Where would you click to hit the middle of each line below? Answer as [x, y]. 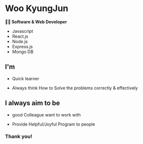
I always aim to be [32, 103]
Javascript [23, 31]
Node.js [20, 41]
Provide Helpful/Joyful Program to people [54, 124]
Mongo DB [23, 52]
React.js [20, 36]
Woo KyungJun [37, 8]
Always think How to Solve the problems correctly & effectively [75, 88]
